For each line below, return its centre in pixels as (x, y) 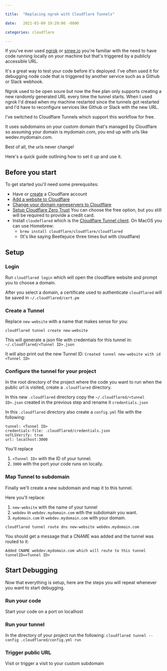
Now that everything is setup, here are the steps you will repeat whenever (81, 582)
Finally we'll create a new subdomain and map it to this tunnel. (69, 488)
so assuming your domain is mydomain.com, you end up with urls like (77, 132)
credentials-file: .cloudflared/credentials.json (58, 431)
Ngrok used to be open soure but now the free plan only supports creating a (83, 91)
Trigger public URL (28, 653)
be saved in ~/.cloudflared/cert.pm (42, 297)
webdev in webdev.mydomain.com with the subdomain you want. (75, 512)
